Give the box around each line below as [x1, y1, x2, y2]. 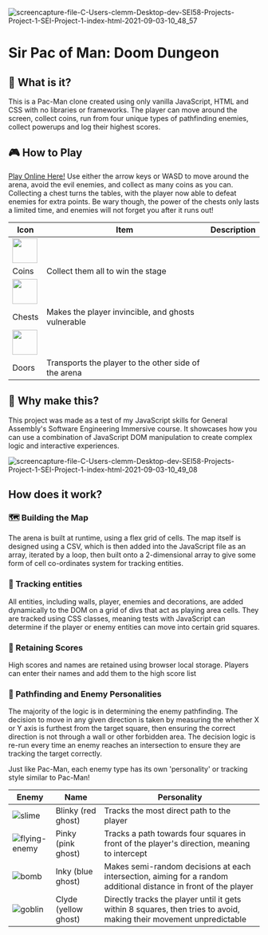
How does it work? [8, 488, 103, 501]
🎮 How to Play [8, 146, 83, 159]
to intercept [104, 848, 148, 859]
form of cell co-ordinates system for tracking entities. [8, 559, 183, 568]
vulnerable [46, 316, 86, 327]
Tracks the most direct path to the [104, 805, 231, 816]
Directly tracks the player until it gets [104, 894, 242, 905]
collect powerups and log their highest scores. [8, 122, 161, 132]
